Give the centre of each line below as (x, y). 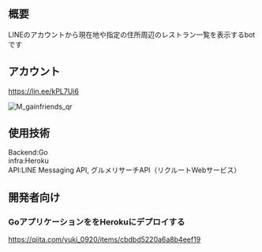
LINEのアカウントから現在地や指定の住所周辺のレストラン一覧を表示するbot (132, 35)
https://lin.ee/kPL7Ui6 (43, 91)
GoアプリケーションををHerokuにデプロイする (97, 221)
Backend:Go (28, 153)
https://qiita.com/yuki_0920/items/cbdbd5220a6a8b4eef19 (105, 239)
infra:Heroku (28, 161)
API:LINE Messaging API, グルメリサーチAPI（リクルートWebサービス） (125, 170)
